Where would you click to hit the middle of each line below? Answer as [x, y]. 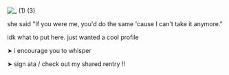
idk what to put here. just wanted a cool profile [73, 37]
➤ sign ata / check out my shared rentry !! [66, 64]
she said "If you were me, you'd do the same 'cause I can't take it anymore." [115, 24]
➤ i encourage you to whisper [49, 51]
